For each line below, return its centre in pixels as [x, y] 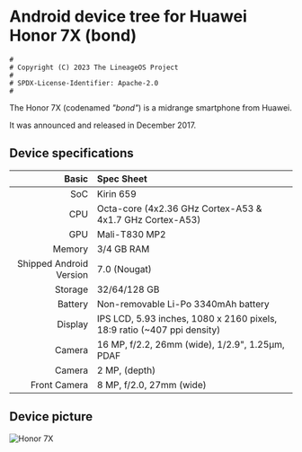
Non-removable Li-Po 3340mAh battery [183, 304]
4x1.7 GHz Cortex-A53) [149, 219]
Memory [70, 249]
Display [72, 323]
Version [72, 274]
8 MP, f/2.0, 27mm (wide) [151, 385]
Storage [71, 289]
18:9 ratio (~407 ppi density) [159, 330]
